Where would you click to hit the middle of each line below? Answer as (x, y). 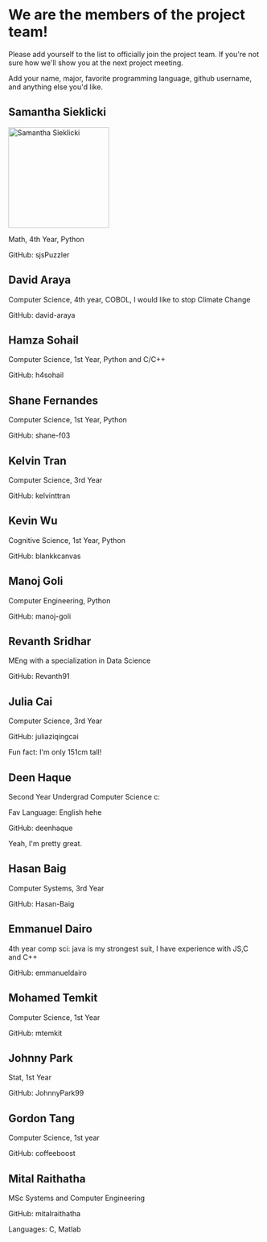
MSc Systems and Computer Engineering (77, 1198)
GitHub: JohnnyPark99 (46, 1093)
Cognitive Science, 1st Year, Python (67, 540)
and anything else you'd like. (55, 87)
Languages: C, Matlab (45, 1229)
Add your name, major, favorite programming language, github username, (130, 78)
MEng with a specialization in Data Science (80, 660)
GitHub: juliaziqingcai (43, 737)
